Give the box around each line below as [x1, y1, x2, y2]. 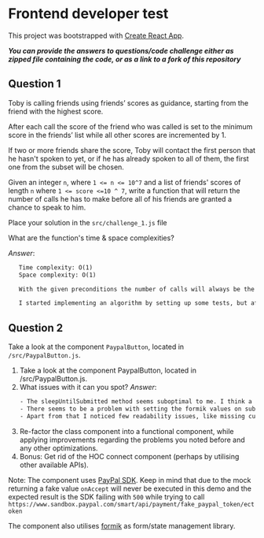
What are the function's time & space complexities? [8, 233, 174, 243]
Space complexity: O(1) [18, 271, 97, 279]
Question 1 [8, 77, 61, 91]
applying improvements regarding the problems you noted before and [19, 435, 245, 444]
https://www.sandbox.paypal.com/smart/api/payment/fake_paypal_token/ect [8, 500, 255, 508]
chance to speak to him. [8, 202, 86, 212]
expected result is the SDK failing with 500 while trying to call [8, 492, 205, 501]
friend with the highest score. [8, 106, 104, 116]
